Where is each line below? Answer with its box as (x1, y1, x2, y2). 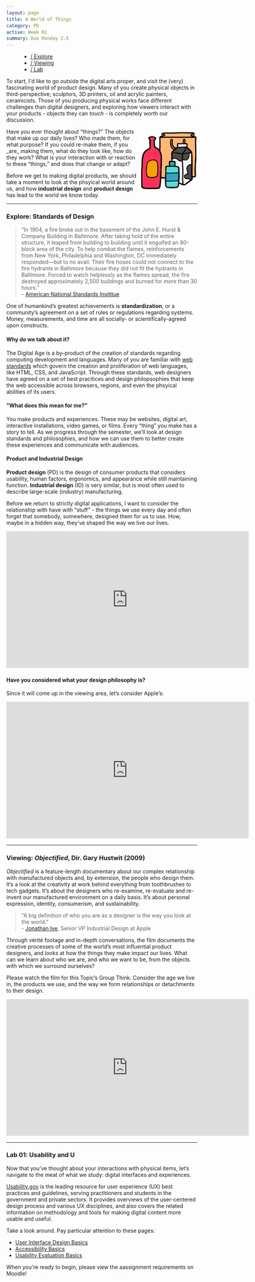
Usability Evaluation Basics (15, 1252, 83, 1259)
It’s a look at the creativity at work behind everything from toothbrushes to (6, 880, 192, 888)
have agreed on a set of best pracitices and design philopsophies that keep (6, 375, 194, 382)
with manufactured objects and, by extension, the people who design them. (6, 874, 195, 881)
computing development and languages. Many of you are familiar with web (6, 355, 193, 363)
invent (6, 893, 22, 900)
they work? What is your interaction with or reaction (6, 154, 136, 161)
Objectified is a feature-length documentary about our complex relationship (6, 868, 195, 875)
